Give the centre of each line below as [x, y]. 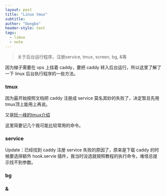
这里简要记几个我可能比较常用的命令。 [44, 126]
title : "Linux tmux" [27, 14]
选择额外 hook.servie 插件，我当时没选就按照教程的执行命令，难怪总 [83, 156]
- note [16, 42]
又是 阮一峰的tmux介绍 [28, 115]
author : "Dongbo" [23, 24]
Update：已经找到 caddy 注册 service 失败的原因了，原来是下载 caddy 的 [80, 150]
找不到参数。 [22, 162]
